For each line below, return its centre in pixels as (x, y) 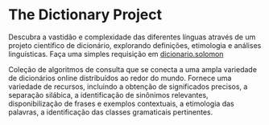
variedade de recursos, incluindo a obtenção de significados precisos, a (128, 87)
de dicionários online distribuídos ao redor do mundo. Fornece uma (120, 78)
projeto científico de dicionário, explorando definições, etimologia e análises (135, 45)
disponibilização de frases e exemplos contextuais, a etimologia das (122, 103)
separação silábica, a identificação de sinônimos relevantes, (108, 95)
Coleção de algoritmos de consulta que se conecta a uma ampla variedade (133, 69)
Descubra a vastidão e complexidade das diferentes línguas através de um (132, 37)
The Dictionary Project (85, 15)
